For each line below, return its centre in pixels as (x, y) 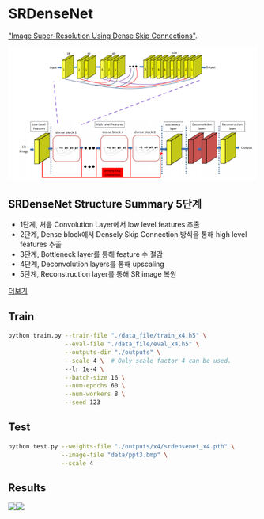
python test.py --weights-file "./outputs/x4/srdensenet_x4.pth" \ (122, 446)
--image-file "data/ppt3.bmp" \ (115, 455)
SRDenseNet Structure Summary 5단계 (105, 204)
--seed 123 (83, 403)
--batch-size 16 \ (95, 377)
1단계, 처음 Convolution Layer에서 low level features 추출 (109, 225)
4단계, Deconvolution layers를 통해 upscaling (92, 264)
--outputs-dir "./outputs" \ (112, 352)
